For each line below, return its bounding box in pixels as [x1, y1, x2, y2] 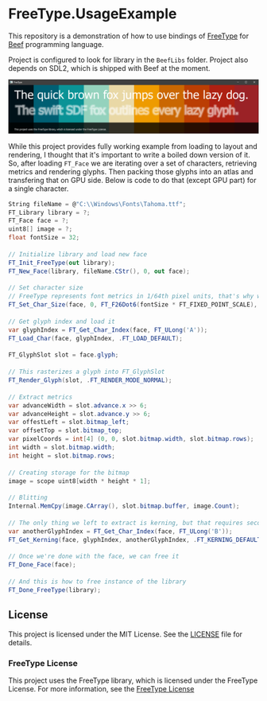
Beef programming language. [8, 39, 105, 49]
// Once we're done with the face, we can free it [8, 552, 180, 561]
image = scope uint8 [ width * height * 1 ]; [8, 477, 151, 485]
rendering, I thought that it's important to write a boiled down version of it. [8, 150, 250, 159]
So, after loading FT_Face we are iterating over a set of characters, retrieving [8, 158, 257, 168]
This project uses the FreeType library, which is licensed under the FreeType [8, 676, 258, 685]
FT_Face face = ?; [8, 216, 69, 225]
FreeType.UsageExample [8, 5, 177, 23]
